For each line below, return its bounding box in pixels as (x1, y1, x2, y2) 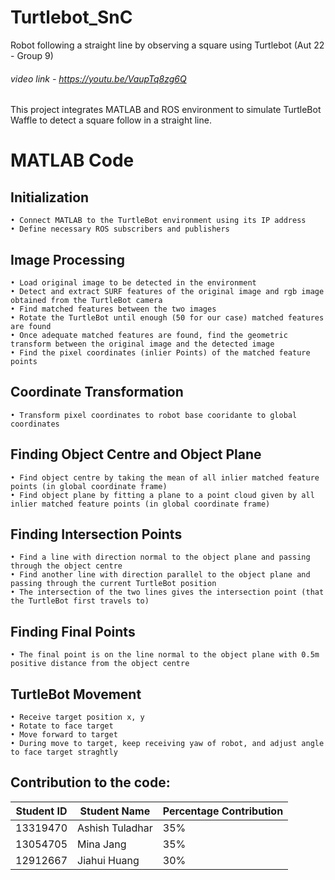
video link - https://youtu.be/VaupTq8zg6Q (10, 72, 187, 85)
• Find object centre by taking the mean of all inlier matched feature (10, 472, 320, 483)
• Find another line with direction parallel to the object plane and (10, 570, 311, 580)
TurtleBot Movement (10, 686, 142, 703)
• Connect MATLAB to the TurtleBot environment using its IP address (10, 216, 307, 226)
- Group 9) (10, 49, 54, 61)
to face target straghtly (10, 747, 118, 758)
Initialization (10, 189, 90, 206)
